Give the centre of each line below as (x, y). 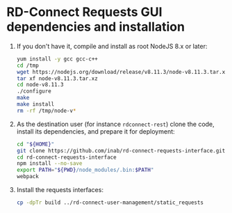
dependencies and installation (96, 27)
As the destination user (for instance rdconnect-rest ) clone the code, (115, 124)
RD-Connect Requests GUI (84, 12)
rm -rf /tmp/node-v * (46, 111)
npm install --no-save (49, 164)
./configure (34, 91)
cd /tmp (27, 65)
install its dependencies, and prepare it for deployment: (96, 131)
